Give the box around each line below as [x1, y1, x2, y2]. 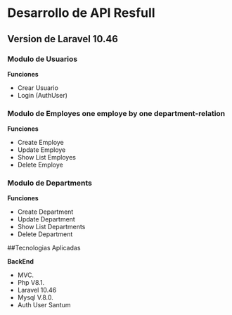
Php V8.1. [17, 278, 45, 287]
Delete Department [17, 230, 73, 238]
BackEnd [7, 257, 34, 266]
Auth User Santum [17, 301, 71, 309]
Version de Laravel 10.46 [7, 33, 118, 45]
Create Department [17, 207, 74, 216]
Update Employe [17, 146, 66, 154]
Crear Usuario [17, 83, 58, 92]
